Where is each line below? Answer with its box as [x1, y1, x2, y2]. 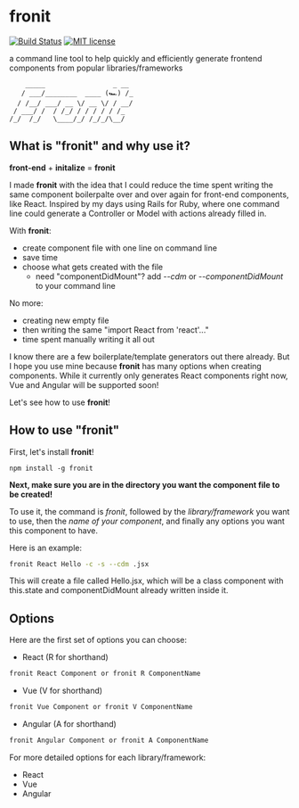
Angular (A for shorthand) [21, 719, 117, 729]
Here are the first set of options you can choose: [9, 635, 187, 646]
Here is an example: [9, 542, 83, 553]
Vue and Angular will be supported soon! [9, 379, 159, 390]
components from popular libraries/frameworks [9, 62, 183, 73]
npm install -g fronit [9, 464, 93, 473]
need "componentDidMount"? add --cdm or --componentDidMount [35, 270, 284, 282]
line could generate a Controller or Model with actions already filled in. [9, 208, 267, 218]
